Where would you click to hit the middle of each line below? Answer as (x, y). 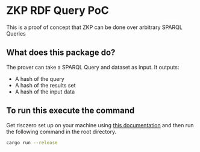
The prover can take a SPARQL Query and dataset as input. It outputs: (93, 67)
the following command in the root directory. (61, 131)
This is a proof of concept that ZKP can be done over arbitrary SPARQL (94, 27)
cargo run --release (32, 142)
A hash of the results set (45, 85)
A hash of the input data (45, 92)
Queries (16, 33)
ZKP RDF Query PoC (58, 11)
